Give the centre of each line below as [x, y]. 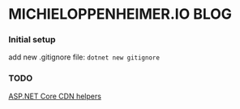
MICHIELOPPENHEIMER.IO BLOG [120, 14]
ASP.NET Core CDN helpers [55, 96]
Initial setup [32, 40]
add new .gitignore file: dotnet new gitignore [84, 57]
